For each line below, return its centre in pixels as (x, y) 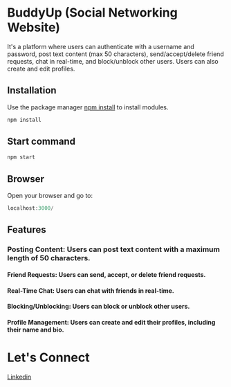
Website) (34, 27)
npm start (21, 157)
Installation (32, 90)
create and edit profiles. (41, 69)
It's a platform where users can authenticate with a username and (101, 46)
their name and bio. (36, 330)
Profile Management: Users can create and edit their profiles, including (111, 322)
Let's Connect (48, 357)
